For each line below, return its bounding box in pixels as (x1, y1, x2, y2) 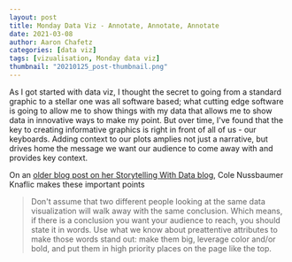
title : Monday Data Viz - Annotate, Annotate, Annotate (9, 21, 219, 30)
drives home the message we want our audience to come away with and (9, 143, 273, 153)
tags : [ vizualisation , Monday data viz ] (9, 54, 161, 63)
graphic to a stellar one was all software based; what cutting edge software (9, 96, 284, 106)
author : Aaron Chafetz (9, 37, 93, 47)
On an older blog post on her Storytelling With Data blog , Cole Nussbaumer (9, 169, 284, 180)
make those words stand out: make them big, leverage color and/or (30, 234, 276, 244)
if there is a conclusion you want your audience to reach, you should (30, 214, 280, 226)
